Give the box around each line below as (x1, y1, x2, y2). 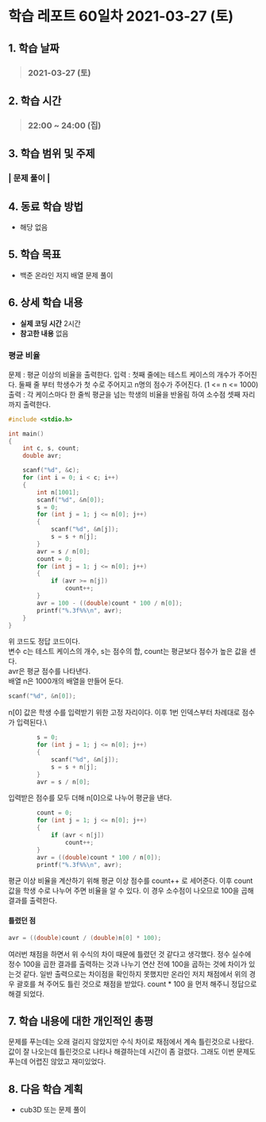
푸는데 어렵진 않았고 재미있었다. (8, 1057, 106, 1066)
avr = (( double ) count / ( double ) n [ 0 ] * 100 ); (8, 934, 162, 942)
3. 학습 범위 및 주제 (8, 147, 95, 161)
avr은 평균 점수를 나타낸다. (8, 667, 91, 676)
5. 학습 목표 (8, 248, 62, 261)
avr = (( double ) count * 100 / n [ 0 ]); (37, 853, 161, 861)
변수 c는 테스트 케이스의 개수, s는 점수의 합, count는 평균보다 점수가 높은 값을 (8, 647, 248, 656)
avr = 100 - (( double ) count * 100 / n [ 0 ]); (37, 599, 183, 607)
